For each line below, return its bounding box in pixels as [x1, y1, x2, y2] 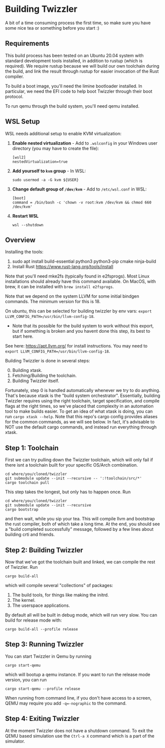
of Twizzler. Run [5, 564, 38, 570]
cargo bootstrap [5, 507, 38, 512]
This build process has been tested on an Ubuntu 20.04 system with [5, 52, 144, 58]
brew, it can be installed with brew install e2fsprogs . [5, 284, 114, 290]
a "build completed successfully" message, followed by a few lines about [5, 526, 154, 532]
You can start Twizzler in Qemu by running [5, 653, 92, 659]
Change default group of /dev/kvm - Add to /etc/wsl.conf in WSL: [12, 186, 147, 192]
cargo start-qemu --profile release [5, 686, 80, 691]
